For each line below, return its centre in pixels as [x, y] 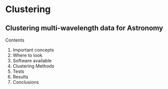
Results [20, 77]
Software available [32, 61]
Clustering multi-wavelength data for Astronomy [84, 28]
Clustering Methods [33, 66]
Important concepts [33, 50]
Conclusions [26, 82]
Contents [15, 40]
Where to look [27, 55]
